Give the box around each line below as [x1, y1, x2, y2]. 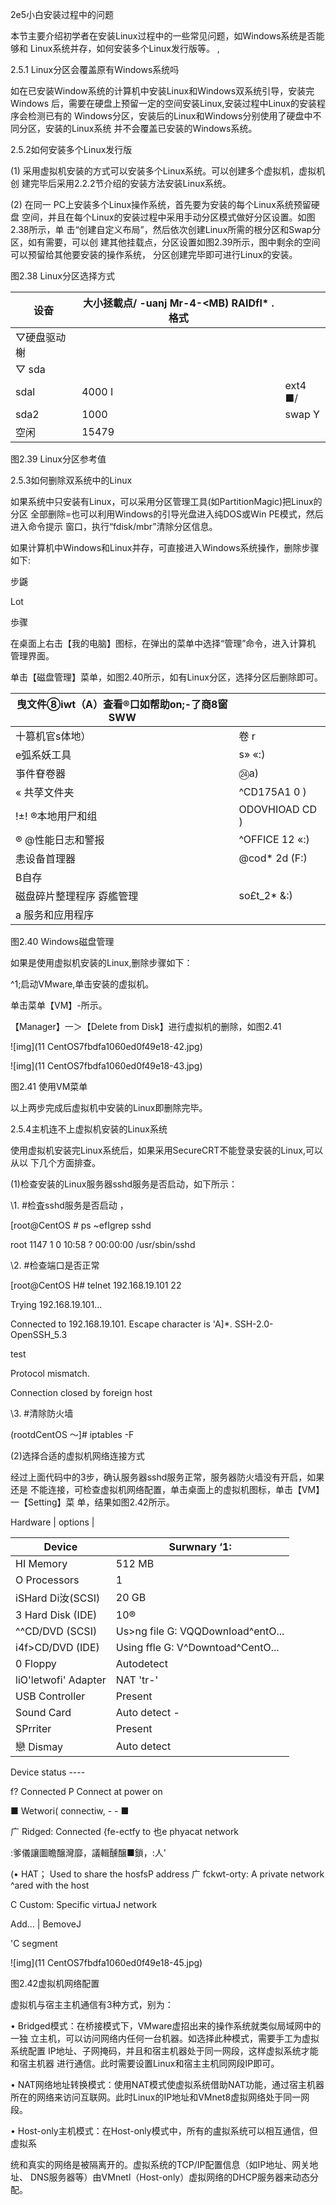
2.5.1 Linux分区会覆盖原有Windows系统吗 [10, 64, 180, 75]
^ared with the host [10, 1879, 90, 1891]
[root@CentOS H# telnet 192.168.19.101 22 [10, 1279, 182, 1291]
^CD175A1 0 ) [238, 785, 307, 798]
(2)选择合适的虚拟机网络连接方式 [10, 1450, 145, 1462]
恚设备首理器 [15, 852, 77, 865]
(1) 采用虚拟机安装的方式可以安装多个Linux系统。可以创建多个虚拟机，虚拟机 [10, 165, 326, 177]
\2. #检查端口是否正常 [10, 1259, 100, 1271]
